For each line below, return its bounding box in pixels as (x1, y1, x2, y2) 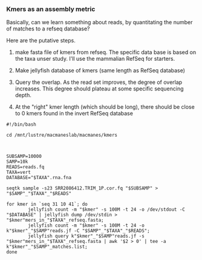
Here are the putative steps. (6, 37, 76, 44)
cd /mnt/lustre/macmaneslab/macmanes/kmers (6, 132, 118, 139)
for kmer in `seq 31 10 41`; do (6, 201, 88, 208)
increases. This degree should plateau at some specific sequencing (15, 85, 184, 92)
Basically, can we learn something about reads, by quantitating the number (6, 19, 193, 26)
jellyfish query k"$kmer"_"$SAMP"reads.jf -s (28, 233, 145, 239)
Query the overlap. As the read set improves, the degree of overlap (15, 78, 183, 86)
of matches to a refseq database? (6, 25, 90, 32)
